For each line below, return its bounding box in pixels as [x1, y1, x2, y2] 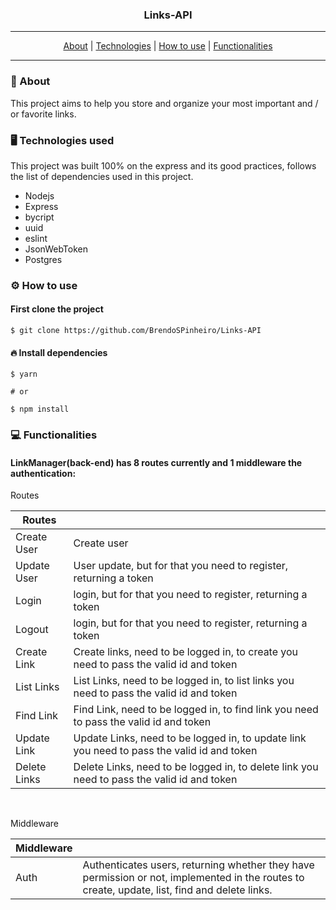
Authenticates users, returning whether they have [82, 858, 315, 872]
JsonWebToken [24, 243, 88, 255]
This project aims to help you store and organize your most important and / [10, 97, 319, 109]
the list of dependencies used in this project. [10, 170, 194, 182]
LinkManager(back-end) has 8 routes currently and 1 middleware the [10, 456, 303, 468]
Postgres [24, 253, 63, 265]
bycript [24, 211, 55, 223]
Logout [15, 623, 49, 637]
